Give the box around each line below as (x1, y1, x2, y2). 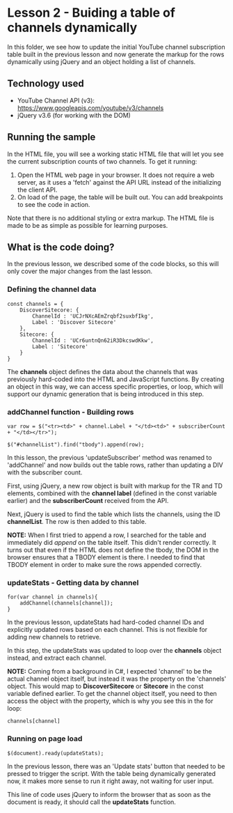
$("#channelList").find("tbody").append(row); (7, 441, 145, 448)
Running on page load (7, 734, 83, 743)
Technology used (7, 78, 85, 90)
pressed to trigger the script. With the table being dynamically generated (7, 769, 216, 777)
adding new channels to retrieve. (7, 633, 102, 642)
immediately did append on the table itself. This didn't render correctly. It (7, 538, 216, 546)
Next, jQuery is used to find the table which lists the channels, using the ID (7, 510, 220, 518)
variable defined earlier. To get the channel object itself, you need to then (7, 690, 217, 698)
